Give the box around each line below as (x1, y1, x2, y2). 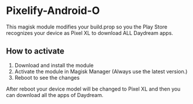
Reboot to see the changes (14, 74, 80, 81)
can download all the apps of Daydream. (6, 91, 104, 98)
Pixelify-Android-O (6, 4, 101, 17)
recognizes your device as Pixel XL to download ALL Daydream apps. (6, 29, 174, 36)
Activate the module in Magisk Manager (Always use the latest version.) (14, 68, 188, 75)
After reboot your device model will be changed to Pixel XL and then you (6, 85, 181, 92)
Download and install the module (14, 62, 94, 69)
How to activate (6, 46, 64, 56)
